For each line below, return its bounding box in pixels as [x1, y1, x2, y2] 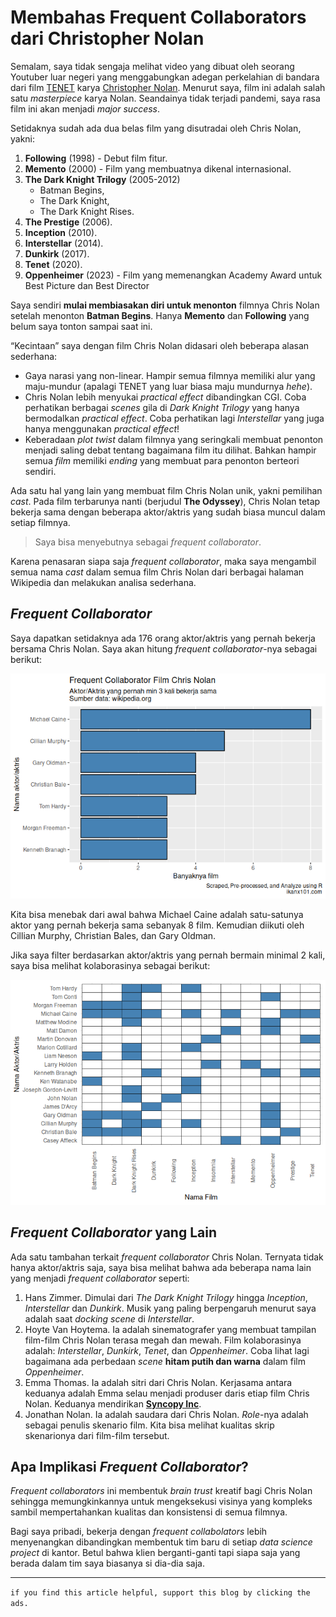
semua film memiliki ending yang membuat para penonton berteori [24, 454, 300, 466]
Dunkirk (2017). [24, 247, 90, 260]
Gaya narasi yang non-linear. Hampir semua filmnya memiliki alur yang [24, 369, 316, 381]
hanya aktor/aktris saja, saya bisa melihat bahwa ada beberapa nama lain [10, 1261, 312, 1273]
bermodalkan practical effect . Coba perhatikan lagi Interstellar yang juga [24, 412, 325, 424]
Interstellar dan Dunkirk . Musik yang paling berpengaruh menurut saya [24, 1302, 317, 1314]
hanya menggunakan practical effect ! [24, 422, 180, 435]
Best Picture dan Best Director [24, 279, 150, 291]
